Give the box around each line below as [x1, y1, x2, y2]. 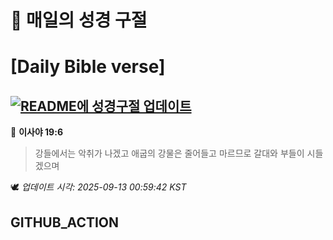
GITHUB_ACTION [10, 214, 120, 231]
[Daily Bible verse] [10, 56, 166, 78]
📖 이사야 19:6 [10, 126, 63, 138]
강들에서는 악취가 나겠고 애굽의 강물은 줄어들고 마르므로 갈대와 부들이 [34, 147, 305, 160]
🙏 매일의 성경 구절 [10, 9, 148, 32]
